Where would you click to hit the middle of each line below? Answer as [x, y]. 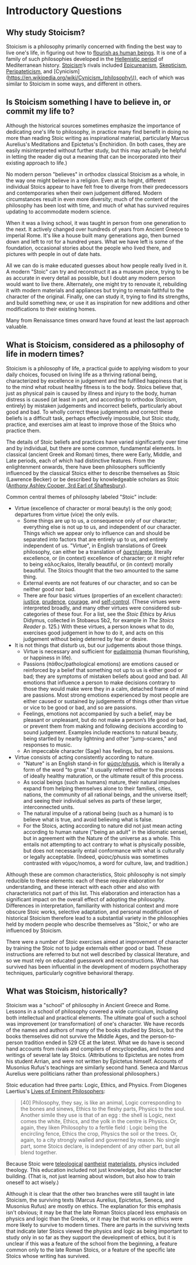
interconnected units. [49, 807]
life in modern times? [45, 354]
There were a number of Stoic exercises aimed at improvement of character [97, 942]
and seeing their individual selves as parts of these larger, [92, 800]
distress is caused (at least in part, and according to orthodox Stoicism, [92, 399]
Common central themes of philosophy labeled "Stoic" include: [82, 497]
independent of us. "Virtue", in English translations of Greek [95, 545]
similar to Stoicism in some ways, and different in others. [74, 84]
